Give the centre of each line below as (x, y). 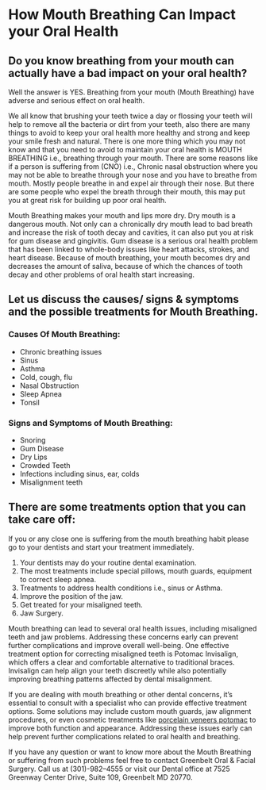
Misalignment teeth (51, 482)
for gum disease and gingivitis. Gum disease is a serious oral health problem (133, 241)
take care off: (42, 520)
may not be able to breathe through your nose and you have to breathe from (133, 175)
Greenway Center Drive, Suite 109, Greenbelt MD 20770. (100, 777)
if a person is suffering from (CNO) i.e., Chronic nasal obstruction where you (133, 167)
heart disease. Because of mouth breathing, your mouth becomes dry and (129, 258)
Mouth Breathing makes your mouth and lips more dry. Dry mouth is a (122, 215)
